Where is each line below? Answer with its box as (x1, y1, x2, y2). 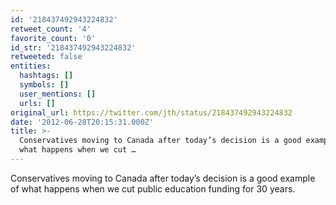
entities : (10, 61, 52, 71)
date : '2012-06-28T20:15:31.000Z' (10, 117, 155, 127)
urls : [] (19, 98, 56, 108)
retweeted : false (10, 52, 83, 62)
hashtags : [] (19, 71, 74, 81)
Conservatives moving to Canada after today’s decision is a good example (10, 172, 316, 184)
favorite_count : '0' (10, 33, 97, 43)
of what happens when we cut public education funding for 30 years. (10, 182, 296, 195)
